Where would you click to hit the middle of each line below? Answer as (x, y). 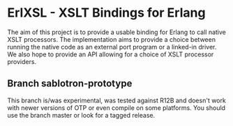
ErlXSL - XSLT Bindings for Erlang (106, 13)
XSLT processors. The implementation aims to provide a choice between (112, 39)
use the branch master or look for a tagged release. (81, 115)
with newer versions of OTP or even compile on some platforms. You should (116, 108)
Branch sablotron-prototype (70, 84)
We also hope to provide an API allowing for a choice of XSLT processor (111, 54)
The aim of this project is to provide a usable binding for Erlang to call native (117, 32)
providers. (22, 61)
